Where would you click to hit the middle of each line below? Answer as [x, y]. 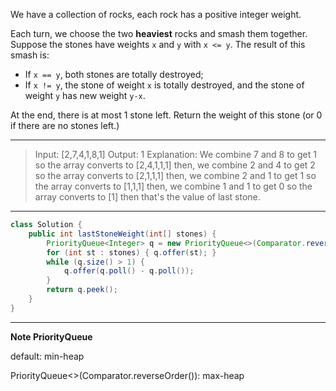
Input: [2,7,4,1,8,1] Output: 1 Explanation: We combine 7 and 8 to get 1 [175, 154]
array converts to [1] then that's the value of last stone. [147, 197]
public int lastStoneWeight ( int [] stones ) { [122, 234]
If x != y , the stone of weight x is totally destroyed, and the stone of [164, 85]
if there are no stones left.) [65, 125]
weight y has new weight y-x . [85, 95]
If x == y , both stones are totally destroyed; [114, 74]
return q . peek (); [82, 290]
